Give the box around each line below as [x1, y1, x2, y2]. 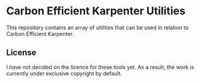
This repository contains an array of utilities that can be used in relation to [6, 24, 189, 31]
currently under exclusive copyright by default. [6, 70, 122, 77]
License [6, 48, 37, 58]
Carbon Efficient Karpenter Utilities [6, 4, 186, 18]
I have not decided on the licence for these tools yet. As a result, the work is [6, 63, 195, 70]
